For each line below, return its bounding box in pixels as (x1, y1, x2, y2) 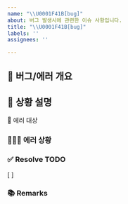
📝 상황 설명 (7, 96, 53, 108)
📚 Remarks (7, 189, 48, 198)
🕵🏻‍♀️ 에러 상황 (7, 135, 52, 145)
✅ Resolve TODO (7, 155, 66, 165)
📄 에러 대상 (7, 116, 38, 125)
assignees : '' (7, 36, 49, 43)
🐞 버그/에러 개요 (7, 70, 72, 82)
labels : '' (7, 29, 39, 37)
